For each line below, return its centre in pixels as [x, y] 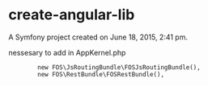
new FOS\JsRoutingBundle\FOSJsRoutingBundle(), [119, 67]
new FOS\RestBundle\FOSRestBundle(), [101, 74]
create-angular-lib [72, 15]
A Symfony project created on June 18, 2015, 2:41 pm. [98, 37]
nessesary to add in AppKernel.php [67, 52]
